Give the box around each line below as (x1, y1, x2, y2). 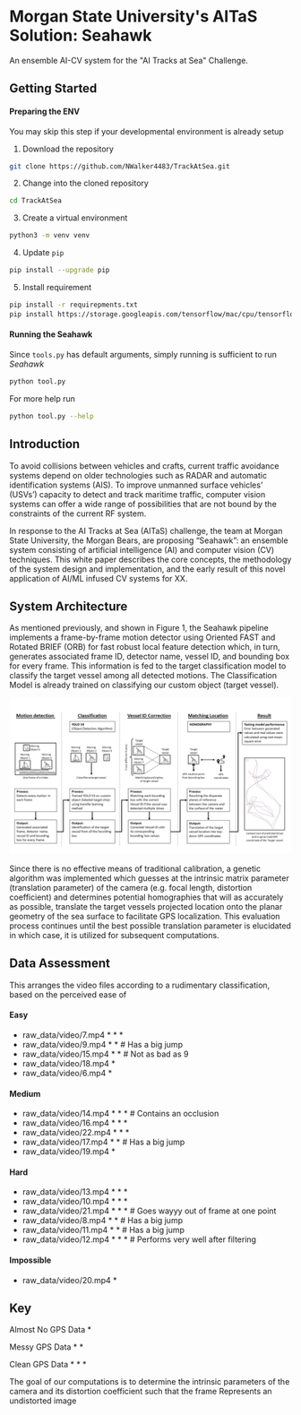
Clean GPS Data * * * (9, 1359, 87, 1370)
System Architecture (9, 599, 128, 614)
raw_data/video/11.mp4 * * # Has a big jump (21, 1225, 185, 1236)
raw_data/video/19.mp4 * (21, 1146, 116, 1157)
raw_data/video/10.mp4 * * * (21, 1196, 128, 1207)
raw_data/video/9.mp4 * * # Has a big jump (21, 1039, 184, 1049)
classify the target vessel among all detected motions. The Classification (9, 670, 278, 681)
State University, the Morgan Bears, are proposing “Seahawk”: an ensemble (9, 535, 288, 546)
